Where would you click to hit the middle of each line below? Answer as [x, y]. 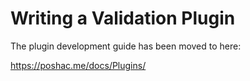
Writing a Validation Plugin [123, 18]
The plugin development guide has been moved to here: [126, 46]
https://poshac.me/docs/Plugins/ [78, 65]
